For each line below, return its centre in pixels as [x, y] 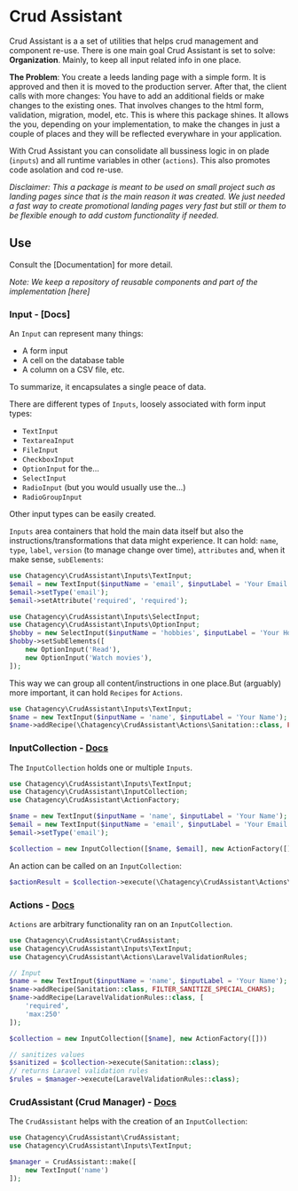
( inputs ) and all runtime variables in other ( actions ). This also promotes [140, 160]
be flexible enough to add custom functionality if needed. [114, 215]
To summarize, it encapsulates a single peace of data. [108, 387]
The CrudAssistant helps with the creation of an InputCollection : [129, 1122]
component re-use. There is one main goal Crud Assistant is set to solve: [142, 50]
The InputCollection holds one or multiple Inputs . [101, 767]
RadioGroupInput [52, 498]
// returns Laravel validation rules [79, 1071]
